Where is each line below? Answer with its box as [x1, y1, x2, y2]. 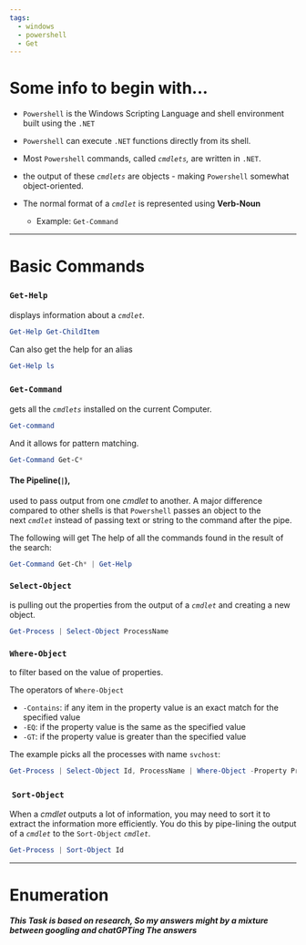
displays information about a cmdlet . [9, 309, 146, 320]
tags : [9, 13, 30, 23]
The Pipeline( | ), [9, 475, 71, 486]
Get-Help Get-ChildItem [9, 327, 100, 336]
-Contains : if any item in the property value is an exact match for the [22, 703, 280, 714]
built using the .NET [22, 118, 96, 128]
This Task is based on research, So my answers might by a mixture [9, 915, 269, 926]
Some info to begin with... [9, 78, 209, 98]
